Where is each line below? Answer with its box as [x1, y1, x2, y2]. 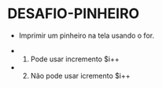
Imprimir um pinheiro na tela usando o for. [18, 31, 155, 40]
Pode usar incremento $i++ [30, 54, 120, 64]
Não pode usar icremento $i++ [30, 71, 131, 80]
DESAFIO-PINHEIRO [7, 5, 140, 23]
